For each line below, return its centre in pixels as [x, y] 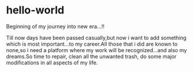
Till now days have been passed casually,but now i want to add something [97, 37]
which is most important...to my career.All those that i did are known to [92, 44]
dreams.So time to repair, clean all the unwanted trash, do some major [91, 56]
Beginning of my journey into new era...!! [55, 26]
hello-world [35, 10]
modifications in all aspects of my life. [52, 63]
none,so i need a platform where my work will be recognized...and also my [97, 50]
